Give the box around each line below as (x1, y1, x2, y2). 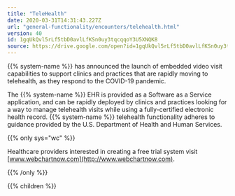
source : (7, 43, 30, 50)
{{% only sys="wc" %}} (7, 134, 76, 142)
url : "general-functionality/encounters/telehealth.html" (7, 23, 180, 30)
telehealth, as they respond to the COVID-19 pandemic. (7, 77, 166, 85)
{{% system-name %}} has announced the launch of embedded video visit (7, 62, 222, 70)
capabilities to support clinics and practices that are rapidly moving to (7, 69, 208, 78)
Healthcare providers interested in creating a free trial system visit (7, 148, 198, 155)
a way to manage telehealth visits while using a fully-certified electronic (7, 106, 214, 113)
